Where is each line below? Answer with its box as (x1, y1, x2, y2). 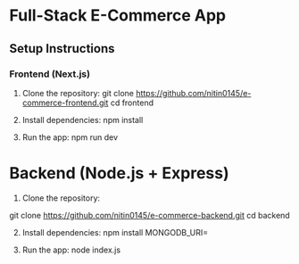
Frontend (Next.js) (9, 68, 91, 80)
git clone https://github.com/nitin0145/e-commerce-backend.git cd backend (9, 210, 290, 220)
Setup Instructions (9, 41, 115, 56)
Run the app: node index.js (21, 244, 121, 255)
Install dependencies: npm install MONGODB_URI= (21, 227, 209, 237)
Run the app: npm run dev (21, 131, 119, 143)
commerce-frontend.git (21, 97, 109, 108)
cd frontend (110, 97, 154, 108)
